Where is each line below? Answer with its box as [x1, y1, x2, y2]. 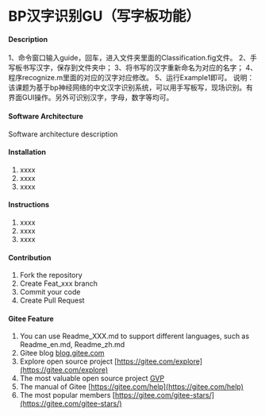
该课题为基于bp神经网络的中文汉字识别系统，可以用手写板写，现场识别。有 [8, 83, 254, 92]
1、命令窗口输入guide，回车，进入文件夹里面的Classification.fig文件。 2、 [8, 53, 251, 63]
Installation [8, 148, 46, 157]
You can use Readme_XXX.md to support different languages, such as [19, 331, 250, 341]
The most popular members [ [19, 391, 116, 400]
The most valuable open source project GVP [19, 374, 165, 383]
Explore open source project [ [19, 356, 117, 366]
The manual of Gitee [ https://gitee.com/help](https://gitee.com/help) [19, 382, 244, 391]
